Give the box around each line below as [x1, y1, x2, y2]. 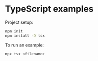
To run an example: [5, 42, 44, 48]
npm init [5, 29, 23, 33]
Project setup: [5, 19, 33, 25]
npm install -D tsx [5, 33, 45, 38]
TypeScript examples [5, 3, 94, 15]
